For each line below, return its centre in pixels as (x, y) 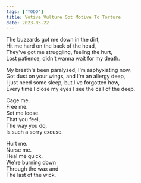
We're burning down (31, 163)
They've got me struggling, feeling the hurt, (59, 52)
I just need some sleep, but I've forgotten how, (63, 83)
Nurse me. (19, 150)
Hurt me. (17, 144)
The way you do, (27, 126)
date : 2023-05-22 (28, 23)
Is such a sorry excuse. (35, 132)
